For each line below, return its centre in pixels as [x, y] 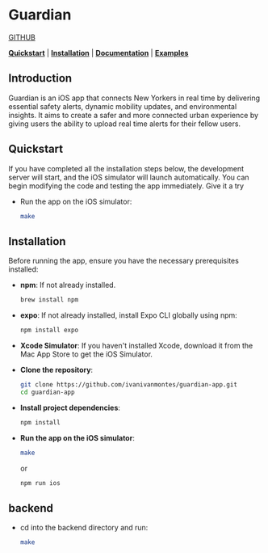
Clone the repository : [57, 370]
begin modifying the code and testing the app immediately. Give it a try [126, 186]
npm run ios [40, 483]
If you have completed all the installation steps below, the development [126, 168]
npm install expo [49, 330]
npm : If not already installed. [68, 285]
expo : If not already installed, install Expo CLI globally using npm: [129, 315]
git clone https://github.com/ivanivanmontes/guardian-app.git [129, 385]
